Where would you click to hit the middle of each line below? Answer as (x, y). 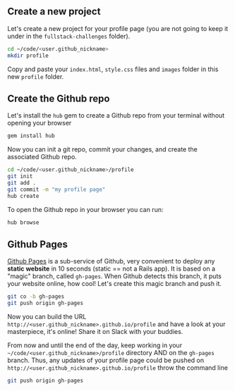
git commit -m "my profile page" (56, 190)
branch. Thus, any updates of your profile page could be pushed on (106, 360)
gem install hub (31, 136)
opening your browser (40, 123)
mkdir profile (28, 56)
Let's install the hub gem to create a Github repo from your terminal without (116, 116)
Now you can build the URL (47, 317)
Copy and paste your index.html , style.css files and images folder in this (113, 69)
